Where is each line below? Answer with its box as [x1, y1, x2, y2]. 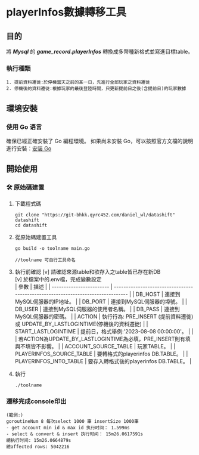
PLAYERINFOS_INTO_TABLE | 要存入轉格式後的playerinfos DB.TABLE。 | [14, 357, 192, 364]
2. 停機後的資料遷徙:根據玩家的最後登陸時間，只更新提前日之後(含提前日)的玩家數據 [6, 86, 186, 92]
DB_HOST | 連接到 [135, 290, 181, 298]
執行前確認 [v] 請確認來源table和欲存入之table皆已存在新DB [14, 268, 161, 275]
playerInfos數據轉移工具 [6, 5, 127, 19]
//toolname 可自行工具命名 [14, 257, 76, 263]
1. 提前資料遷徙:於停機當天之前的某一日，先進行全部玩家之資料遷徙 [6, 79, 150, 85]
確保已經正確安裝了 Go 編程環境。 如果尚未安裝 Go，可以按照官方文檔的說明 [6, 137, 194, 144]
